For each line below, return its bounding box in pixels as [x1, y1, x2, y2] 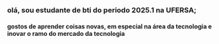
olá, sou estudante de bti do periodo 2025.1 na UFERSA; [7, 5, 197, 15]
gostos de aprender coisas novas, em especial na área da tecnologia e [7, 22, 212, 30]
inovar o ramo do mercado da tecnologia [7, 29, 125, 37]
